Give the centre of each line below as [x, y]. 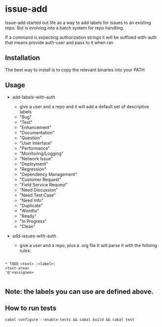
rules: [25, 251]
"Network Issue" [36, 158]
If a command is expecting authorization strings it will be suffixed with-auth [81, 37]
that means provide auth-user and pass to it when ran [59, 42]
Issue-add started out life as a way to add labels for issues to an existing [78, 23]
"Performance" [35, 148]
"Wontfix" [29, 211]
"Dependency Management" [48, 174]
